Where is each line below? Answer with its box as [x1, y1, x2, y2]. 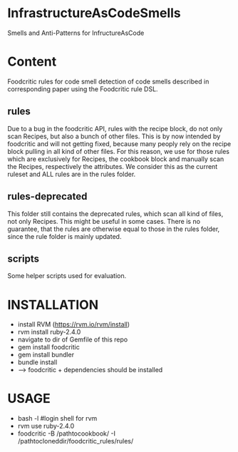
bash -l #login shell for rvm [17, 414, 98, 423]
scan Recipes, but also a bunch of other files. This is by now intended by [7, 132, 221, 140]
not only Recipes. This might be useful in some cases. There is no [7, 217, 201, 225]
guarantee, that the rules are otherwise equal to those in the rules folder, [7, 225, 220, 233]
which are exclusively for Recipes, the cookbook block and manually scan [7, 155, 224, 163]
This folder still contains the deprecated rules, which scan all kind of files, [7, 209, 224, 218]
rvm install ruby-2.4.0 [17, 328, 81, 337]
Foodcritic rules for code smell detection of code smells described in [7, 77, 209, 86]
